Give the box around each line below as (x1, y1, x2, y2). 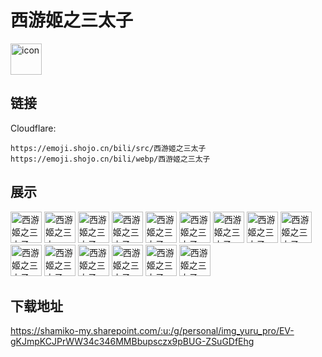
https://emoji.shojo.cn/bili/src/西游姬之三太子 (10, 143, 207, 153)
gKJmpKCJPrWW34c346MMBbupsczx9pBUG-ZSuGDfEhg (10, 336, 255, 348)
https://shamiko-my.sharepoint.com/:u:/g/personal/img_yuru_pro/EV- (10, 325, 295, 337)
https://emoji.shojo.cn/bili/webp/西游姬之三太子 (10, 154, 211, 164)
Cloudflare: (10, 122, 57, 134)
